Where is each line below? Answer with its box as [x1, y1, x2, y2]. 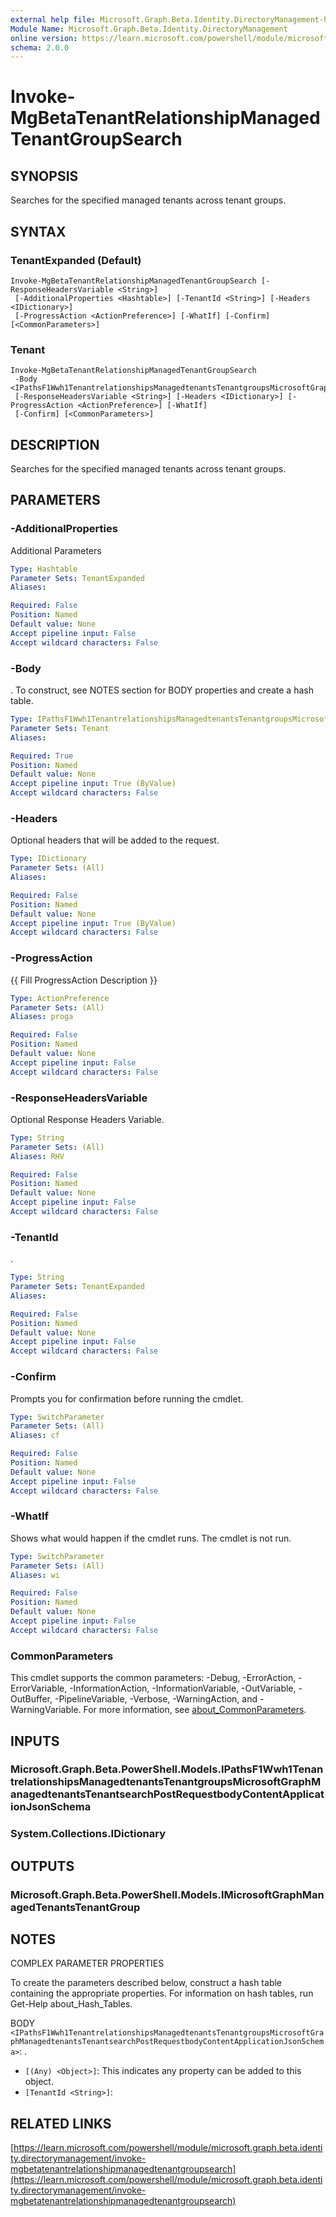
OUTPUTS [10, 1857, 75, 1875]
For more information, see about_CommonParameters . [83, 1704, 307, 1716]
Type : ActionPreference [10, 993, 110, 1003]
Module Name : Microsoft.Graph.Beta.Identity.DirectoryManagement [10, 24, 288, 34]
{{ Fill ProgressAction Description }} [10, 974, 158, 986]
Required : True [10, 751, 74, 761]
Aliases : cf [10, 1431, 60, 1441]
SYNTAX [10, 223, 67, 240]
